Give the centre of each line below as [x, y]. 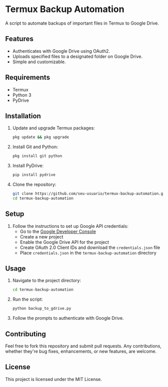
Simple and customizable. [39, 62]
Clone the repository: [34, 184]
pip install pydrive [34, 175]
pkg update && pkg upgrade [41, 137]
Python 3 [22, 95]
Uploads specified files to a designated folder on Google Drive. [77, 56]
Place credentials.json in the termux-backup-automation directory [88, 252]
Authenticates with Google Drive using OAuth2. [61, 51]
